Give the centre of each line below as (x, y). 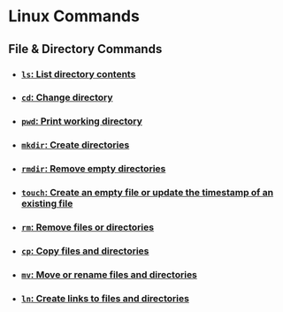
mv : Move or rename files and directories (109, 274)
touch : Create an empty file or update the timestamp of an (147, 193)
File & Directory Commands (85, 49)
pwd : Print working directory (82, 121)
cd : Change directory (67, 97)
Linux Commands (74, 16)
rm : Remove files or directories (88, 227)
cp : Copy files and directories (85, 251)
